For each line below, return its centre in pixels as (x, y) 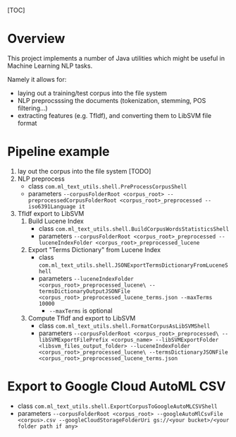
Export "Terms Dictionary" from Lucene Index (94, 249)
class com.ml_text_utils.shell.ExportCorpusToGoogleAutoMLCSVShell (117, 406)
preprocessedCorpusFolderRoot (73, 200)
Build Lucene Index (56, 221)
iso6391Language (52, 206)
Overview (36, 39)
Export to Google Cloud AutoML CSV (117, 387)
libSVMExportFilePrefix (73, 340)
